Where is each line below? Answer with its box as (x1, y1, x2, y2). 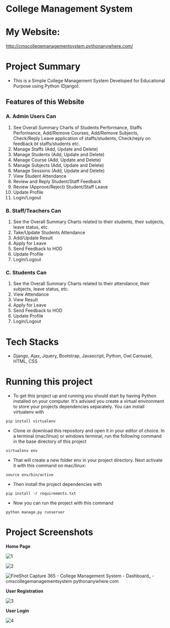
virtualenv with (13, 409, 45, 415)
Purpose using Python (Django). (13, 83, 80, 89)
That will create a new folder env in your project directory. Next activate (13, 457, 163, 463)
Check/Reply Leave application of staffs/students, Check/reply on (13, 135, 151, 141)
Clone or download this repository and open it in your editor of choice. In (13, 428, 165, 434)
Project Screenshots (6, 527, 93, 538)
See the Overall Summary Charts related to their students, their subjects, (13, 219, 165, 225)
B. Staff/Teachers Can (6, 207, 61, 214)
